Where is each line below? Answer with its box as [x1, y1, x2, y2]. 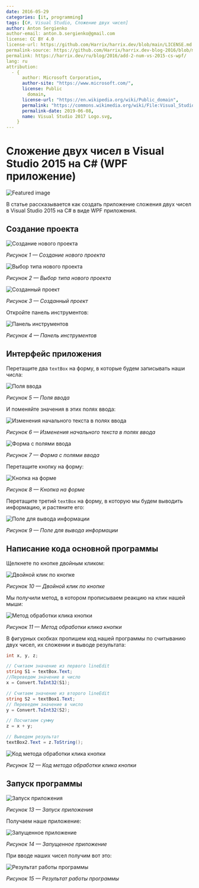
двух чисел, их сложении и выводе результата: [6, 641, 126, 648]
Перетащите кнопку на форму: [6, 463, 84, 470]
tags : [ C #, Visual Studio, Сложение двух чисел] [6, 20, 129, 25]
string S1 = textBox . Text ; [6, 669, 73, 675]
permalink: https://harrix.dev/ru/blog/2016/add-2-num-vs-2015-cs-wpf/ [6, 53, 187, 59]
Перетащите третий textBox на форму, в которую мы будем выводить [6, 497, 184, 504]
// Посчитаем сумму [6, 718, 54, 724]
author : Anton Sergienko [6, 25, 68, 31]
